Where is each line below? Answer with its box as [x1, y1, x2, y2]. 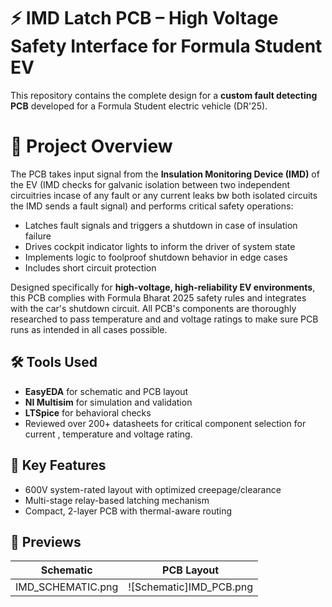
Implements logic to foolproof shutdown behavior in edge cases [24, 251, 288, 263]
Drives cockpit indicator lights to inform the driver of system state [24, 240, 296, 252]
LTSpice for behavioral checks [24, 406, 152, 419]
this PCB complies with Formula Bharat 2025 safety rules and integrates [10, 291, 307, 304]
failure [24, 230, 52, 242]
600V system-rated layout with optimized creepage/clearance [24, 483, 282, 495]
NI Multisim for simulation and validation [24, 396, 193, 408]
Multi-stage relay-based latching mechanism [24, 494, 210, 506]
